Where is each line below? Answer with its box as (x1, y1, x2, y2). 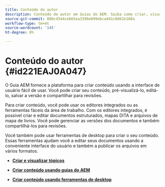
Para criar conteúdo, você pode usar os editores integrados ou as (5, 102, 138, 108)
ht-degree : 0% (5, 30, 34, 35)
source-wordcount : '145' (5, 26, 56, 30)
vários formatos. (5, 148, 38, 154)
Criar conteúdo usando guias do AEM (12, 167, 90, 173)
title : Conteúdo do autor (5, 7, 58, 12)
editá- (146, 87, 159, 93)
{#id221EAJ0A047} (5, 66, 87, 77)
